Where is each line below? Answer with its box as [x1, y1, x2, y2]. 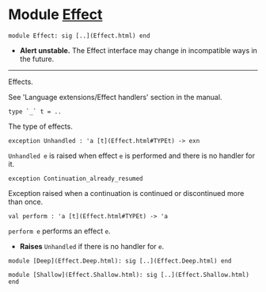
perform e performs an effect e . [8, 226, 111, 236]
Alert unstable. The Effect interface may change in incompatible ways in [19, 45, 257, 55]
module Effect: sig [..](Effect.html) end [8, 32, 150, 40]
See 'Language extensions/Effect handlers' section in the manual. [8, 92, 222, 102]
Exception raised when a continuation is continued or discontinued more [8, 188, 245, 198]
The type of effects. [8, 121, 73, 131]
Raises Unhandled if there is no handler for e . [19, 241, 165, 251]
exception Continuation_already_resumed [8, 175, 144, 182]
